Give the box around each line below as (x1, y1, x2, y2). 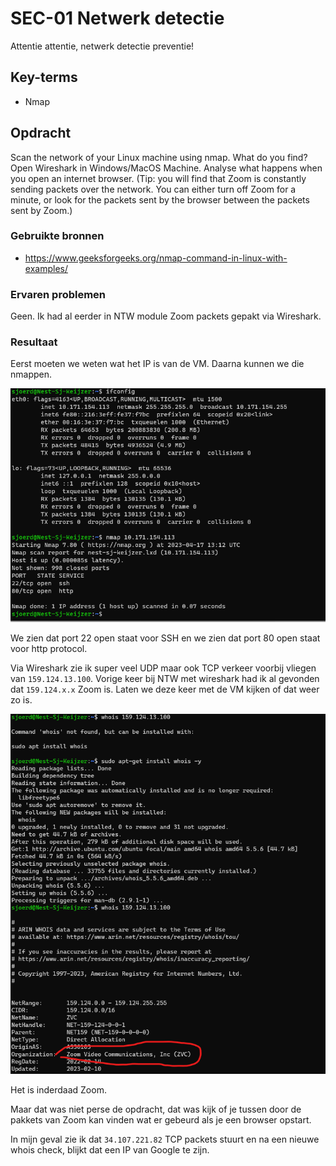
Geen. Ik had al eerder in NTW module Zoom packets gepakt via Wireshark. (10, 310, 322, 322)
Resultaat (10, 335, 58, 349)
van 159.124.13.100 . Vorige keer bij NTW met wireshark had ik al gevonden (10, 672, 320, 684)
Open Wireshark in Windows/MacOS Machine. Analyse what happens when (10, 162, 323, 174)
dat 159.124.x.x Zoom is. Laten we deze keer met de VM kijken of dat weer (10, 683, 320, 695)
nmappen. (10, 368, 53, 381)
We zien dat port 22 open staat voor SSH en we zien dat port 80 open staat (10, 632, 321, 644)
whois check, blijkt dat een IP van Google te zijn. (10, 1144, 210, 1156)
